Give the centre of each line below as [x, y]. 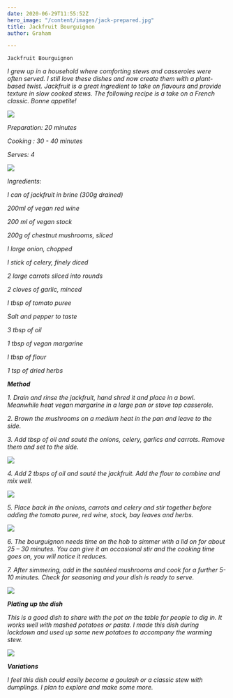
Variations [23, 667]
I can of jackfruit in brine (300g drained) [65, 195]
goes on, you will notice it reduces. [57, 556]
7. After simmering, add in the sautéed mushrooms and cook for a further [113, 570]
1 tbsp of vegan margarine [45, 343]
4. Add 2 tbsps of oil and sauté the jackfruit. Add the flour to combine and [114, 474]
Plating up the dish [35, 604]
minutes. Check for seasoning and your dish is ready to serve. [105, 577]
